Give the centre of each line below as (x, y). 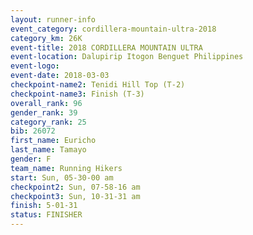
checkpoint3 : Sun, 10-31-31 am (75, 196)
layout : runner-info (53, 19)
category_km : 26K (46, 38)
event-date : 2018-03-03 (60, 76)
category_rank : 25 (48, 122)
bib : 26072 (33, 131)
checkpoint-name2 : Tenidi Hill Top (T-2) (98, 85)
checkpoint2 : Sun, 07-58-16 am (75, 187)
